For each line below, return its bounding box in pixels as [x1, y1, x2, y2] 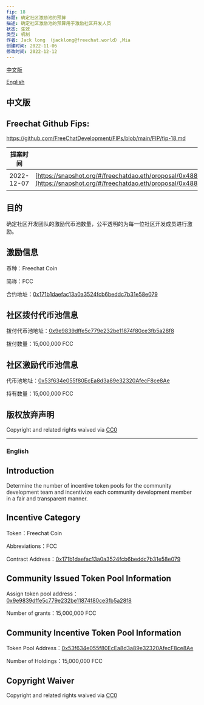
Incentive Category [6, 513, 81, 523]
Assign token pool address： [6, 590, 78, 597]
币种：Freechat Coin [6, 264, 58, 272]
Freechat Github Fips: [6, 118, 90, 128]
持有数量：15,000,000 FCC [6, 390, 74, 398]
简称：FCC [6, 278, 33, 285]
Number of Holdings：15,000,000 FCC [6, 658, 103, 665]
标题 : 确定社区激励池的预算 [6, 15, 67, 21]
